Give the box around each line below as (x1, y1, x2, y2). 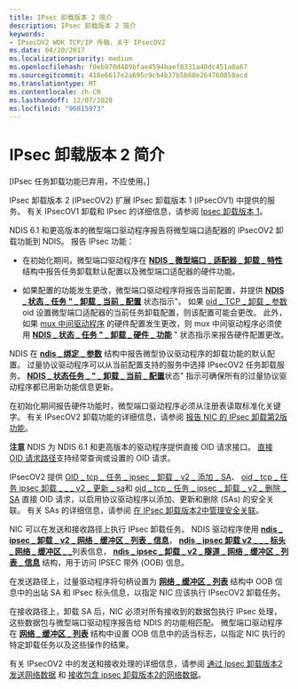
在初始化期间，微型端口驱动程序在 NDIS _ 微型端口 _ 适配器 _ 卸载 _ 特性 (21, 255, 283, 266)
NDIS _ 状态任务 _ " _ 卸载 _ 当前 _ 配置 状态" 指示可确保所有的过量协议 (26, 371, 279, 381)
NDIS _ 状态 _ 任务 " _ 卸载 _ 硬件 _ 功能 (32, 330, 173, 340)
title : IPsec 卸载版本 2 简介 (9, 12, 113, 22)
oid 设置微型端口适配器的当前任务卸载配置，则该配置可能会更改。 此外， (21, 308, 287, 318)
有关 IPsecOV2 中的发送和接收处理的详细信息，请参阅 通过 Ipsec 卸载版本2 (9, 659, 283, 669)
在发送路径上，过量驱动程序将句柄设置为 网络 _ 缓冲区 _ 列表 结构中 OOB (9, 576, 273, 587)
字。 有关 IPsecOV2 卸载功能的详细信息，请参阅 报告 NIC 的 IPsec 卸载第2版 (9, 412, 288, 422)
